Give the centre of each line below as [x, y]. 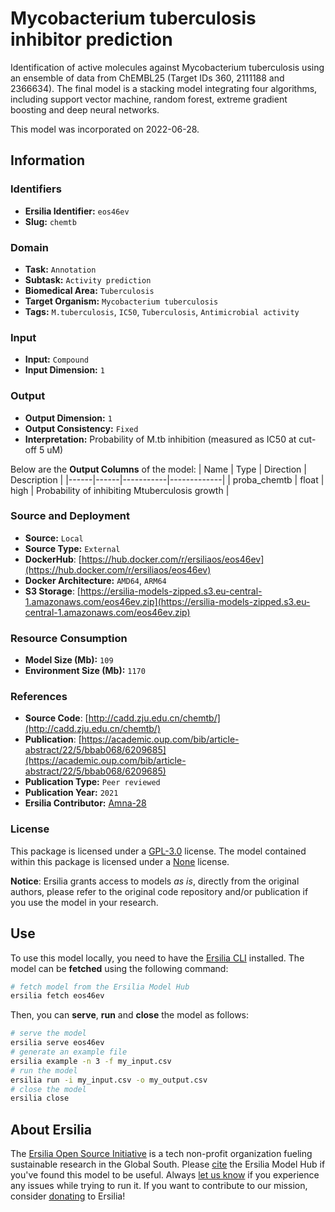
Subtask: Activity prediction [88, 279]
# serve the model [48, 1033]
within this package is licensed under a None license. [120, 861]
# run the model [44, 1070]
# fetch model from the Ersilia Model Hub [100, 987]
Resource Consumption [69, 638]
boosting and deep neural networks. [85, 109]
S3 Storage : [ [52, 591]
